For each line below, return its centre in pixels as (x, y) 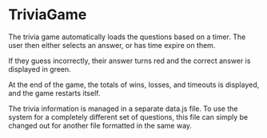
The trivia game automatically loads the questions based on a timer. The (127, 37)
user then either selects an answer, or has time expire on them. (112, 45)
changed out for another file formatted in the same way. (100, 125)
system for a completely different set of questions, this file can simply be (128, 116)
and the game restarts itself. (54, 93)
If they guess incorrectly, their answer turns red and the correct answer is (130, 61)
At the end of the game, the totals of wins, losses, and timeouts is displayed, (134, 85)
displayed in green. (40, 69)
